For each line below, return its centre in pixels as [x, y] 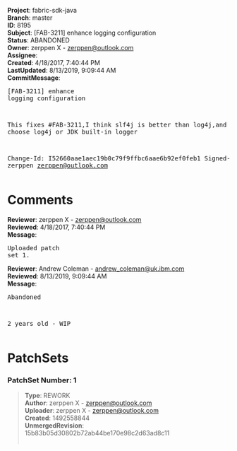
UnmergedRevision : [54, 426]
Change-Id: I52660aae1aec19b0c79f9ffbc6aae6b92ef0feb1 [104, 158]
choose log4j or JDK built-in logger [73, 132]
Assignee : [23, 55]
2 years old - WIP [39, 323]
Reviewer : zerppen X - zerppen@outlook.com [74, 219]
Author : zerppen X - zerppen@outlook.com [88, 403]
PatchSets [38, 358]
